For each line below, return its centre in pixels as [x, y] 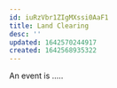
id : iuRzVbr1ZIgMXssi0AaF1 [59, 17]
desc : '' [25, 34]
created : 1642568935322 [53, 51]
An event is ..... [36, 76]
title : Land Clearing [49, 26]
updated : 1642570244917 [53, 42]
